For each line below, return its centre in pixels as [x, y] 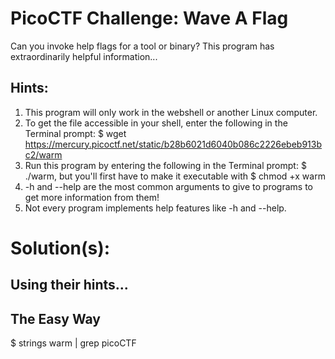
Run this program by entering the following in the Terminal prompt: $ [165, 165]
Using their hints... [69, 285]
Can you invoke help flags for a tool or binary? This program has [142, 46]
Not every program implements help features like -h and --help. [155, 208]
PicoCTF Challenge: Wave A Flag [149, 18]
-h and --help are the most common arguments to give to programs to [168, 186]
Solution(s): [60, 248]
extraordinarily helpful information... [84, 56]
